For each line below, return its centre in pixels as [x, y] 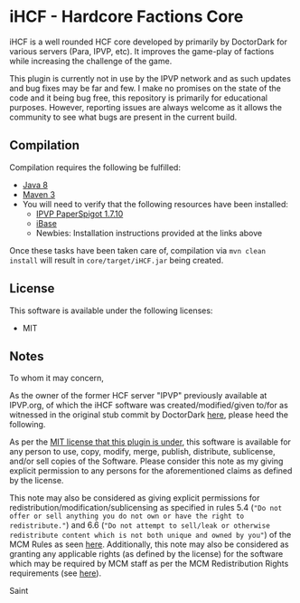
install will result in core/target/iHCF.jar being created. [117, 260]
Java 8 [35, 185]
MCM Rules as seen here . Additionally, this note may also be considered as [149, 544]
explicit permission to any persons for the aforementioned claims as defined [151, 471]
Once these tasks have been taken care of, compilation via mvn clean [138, 250]
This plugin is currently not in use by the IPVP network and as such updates [150, 78]
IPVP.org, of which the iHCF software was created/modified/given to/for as [149, 406]
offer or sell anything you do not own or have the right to [127, 517]
